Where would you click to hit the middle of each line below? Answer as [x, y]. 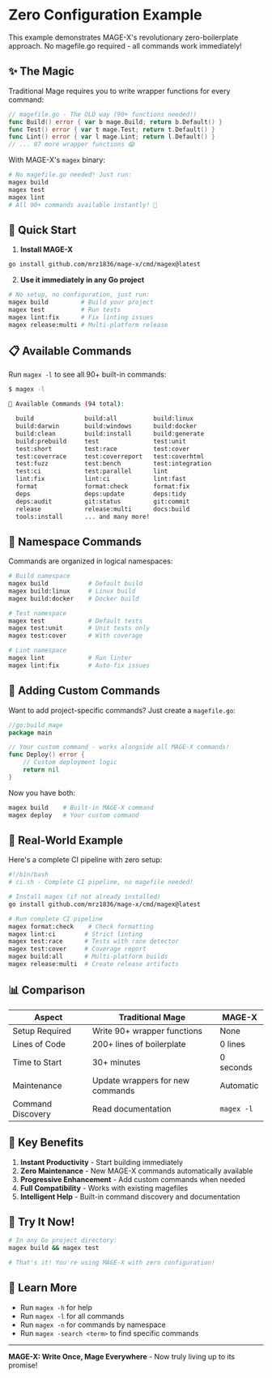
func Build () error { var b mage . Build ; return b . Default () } [115, 122]
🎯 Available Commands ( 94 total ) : [67, 404]
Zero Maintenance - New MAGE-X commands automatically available [136, 1171]
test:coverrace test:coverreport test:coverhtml [110, 456]
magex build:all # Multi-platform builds [88, 957]
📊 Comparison [47, 991]
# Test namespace [38, 613]
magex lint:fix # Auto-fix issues [79, 666]
